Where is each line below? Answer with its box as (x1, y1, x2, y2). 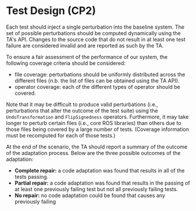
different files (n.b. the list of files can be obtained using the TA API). (14, 77, 180, 84)
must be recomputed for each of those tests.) (6, 132, 116, 139)
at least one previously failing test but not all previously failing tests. (14, 185, 178, 192)
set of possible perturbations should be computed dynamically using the (6, 29, 181, 36)
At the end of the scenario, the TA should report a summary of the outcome (6, 143, 188, 150)
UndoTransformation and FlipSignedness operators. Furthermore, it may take (6, 113, 189, 120)
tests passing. (14, 173, 49, 180)
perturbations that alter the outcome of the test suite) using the (6, 107, 158, 114)
